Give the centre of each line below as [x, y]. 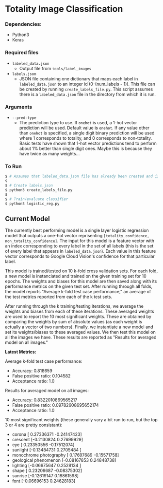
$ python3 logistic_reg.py [32, 204]
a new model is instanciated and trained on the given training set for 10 [76, 276]
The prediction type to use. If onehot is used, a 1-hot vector [78, 123]
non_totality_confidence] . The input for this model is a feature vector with [80, 241]
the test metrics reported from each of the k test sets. [59, 297]
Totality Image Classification [64, 9]
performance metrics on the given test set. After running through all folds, [79, 286]
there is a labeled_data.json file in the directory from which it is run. [88, 94]
